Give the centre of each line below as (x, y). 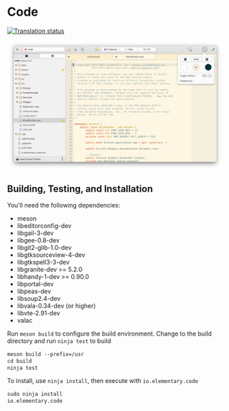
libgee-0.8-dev (38, 240)
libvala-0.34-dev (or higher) (56, 306)
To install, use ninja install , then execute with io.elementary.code (103, 381)
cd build (20, 361)
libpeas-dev (34, 291)
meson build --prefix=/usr (46, 354)
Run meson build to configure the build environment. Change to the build (110, 334)
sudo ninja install (35, 395)
